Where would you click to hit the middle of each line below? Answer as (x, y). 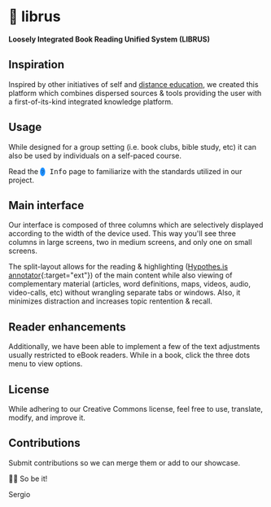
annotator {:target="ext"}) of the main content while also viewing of (120, 275)
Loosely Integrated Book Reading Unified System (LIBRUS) (109, 39)
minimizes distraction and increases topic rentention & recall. (111, 301)
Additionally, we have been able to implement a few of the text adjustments (134, 347)
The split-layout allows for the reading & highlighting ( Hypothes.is (118, 267)
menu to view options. (46, 364)
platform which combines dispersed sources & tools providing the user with (135, 93)
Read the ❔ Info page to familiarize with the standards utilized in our (125, 171)
